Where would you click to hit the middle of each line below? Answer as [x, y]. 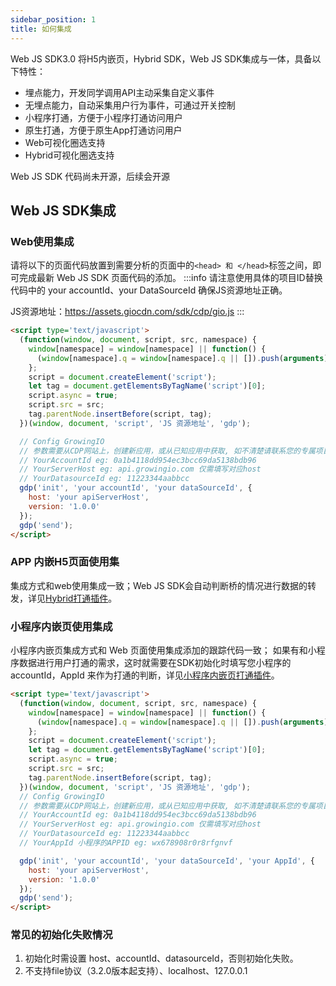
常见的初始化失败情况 [61, 935]
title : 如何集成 [41, 29]
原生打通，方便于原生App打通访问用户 [103, 130]
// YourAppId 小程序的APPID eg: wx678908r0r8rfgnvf [126, 843]
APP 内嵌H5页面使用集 [65, 562]
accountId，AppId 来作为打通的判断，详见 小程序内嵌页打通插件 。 [145, 675]
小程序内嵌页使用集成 [61, 626]
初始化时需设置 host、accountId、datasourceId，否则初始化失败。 [161, 958]
